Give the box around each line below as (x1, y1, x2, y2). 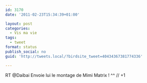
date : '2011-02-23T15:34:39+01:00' (5, 12, 80, 17)
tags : (5, 35, 17, 40)
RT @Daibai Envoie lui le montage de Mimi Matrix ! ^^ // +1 (5, 72, 126, 78)
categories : (5, 26, 30, 31)
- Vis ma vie (10, 31, 37, 36)
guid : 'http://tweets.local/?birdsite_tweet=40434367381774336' (5, 54, 143, 59)
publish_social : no (5, 49, 46, 54)
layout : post (5, 21, 33, 26)
